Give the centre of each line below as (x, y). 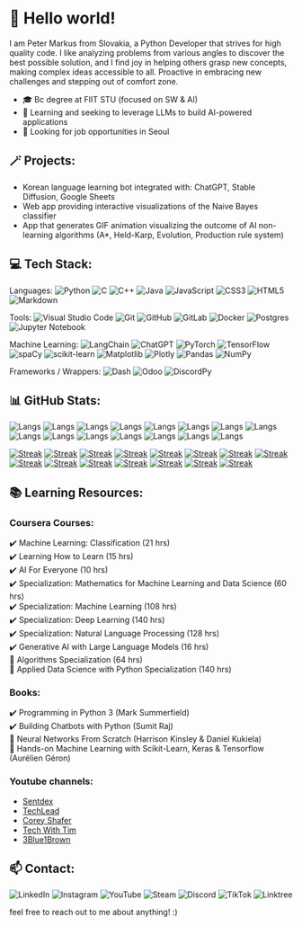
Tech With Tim (49, 830)
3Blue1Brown (46, 839)
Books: (25, 692)
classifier (39, 216)
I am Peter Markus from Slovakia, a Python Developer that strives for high (145, 43)
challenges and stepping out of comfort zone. (94, 81)
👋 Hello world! (62, 18)
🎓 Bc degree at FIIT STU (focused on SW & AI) (110, 99)
